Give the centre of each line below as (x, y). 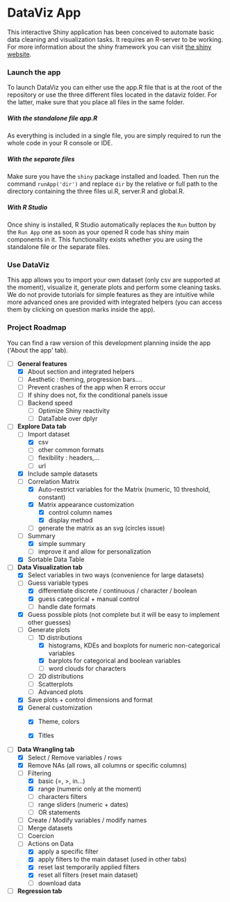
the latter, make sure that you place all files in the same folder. (96, 102)
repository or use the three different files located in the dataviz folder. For (112, 95)
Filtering (40, 773)
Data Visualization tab (50, 567)
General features (42, 364)
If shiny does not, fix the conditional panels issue (98, 395)
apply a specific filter (68, 852)
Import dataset (49, 434)
